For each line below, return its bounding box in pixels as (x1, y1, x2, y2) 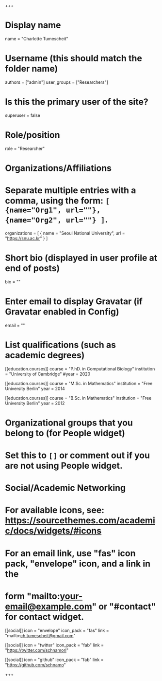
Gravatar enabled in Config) (5, 306, 120, 317)
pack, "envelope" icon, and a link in (5, 558, 151, 569)
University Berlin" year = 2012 (5, 400, 65, 406)
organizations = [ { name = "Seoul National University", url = (5, 230, 125, 236)
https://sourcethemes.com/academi (5, 515, 155, 526)
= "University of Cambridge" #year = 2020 (5, 371, 91, 377)
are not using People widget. (5, 460, 123, 471)
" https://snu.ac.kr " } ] (5, 235, 48, 241)
